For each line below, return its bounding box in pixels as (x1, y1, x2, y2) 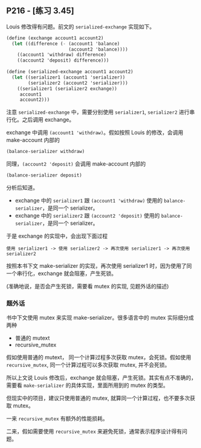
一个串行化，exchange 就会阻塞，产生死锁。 (6, 270, 117, 277)
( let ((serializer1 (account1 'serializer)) (11, 74, 126, 80)
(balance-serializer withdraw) (6, 149, 85, 155)
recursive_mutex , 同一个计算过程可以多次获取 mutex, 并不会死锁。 (6, 362, 170, 369)
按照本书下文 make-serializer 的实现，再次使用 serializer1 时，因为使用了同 (6, 262, 192, 270)
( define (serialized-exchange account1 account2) (6, 69, 134, 75)
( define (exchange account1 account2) (6, 35, 104, 41)
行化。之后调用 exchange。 (6, 116, 75, 123)
